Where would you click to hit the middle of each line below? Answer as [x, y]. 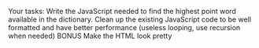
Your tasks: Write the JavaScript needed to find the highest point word [122, 11]
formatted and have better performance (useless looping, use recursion [124, 27]
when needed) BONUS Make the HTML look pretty [90, 36]
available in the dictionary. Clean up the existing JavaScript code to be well [130, 19]
